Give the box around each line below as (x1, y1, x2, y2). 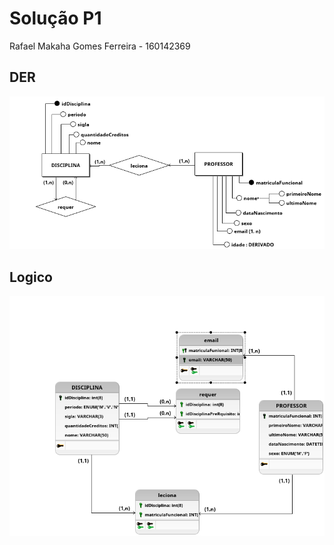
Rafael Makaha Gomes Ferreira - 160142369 (9, 40, 191, 52)
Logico (9, 268, 53, 286)
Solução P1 (9, 7, 102, 30)
